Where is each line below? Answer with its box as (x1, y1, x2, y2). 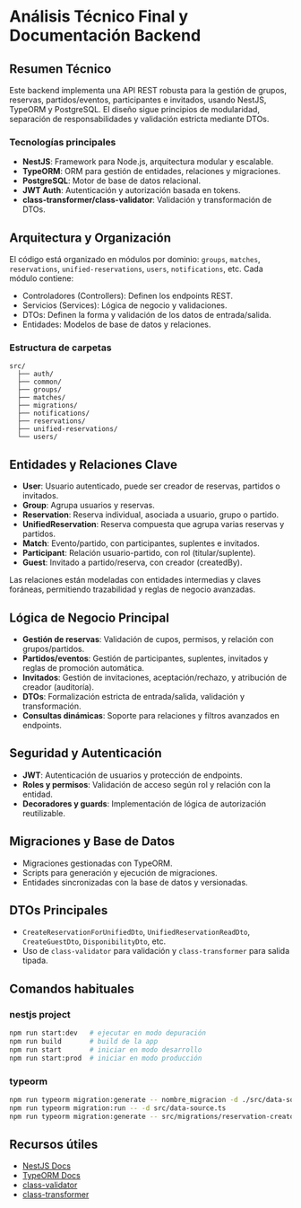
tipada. (21, 955, 48, 966)
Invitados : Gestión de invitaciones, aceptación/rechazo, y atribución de (21, 672, 288, 683)
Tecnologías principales (9, 136, 116, 148)
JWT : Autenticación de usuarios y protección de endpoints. (21, 770, 244, 780)
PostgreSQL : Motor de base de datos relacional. (21, 175, 202, 186)
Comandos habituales (9, 981, 134, 996)
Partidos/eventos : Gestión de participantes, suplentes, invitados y (21, 653, 269, 664)
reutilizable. (21, 807, 65, 818)
